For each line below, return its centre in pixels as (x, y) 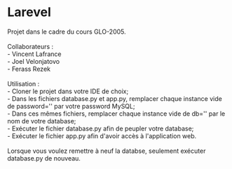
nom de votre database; (42, 121)
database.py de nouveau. (44, 158)
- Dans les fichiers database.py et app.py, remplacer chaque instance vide (115, 98)
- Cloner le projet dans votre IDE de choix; (68, 91)
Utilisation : (23, 83)
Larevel (29, 12)
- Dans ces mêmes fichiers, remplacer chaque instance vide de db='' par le (116, 114)
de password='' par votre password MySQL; (71, 106)
